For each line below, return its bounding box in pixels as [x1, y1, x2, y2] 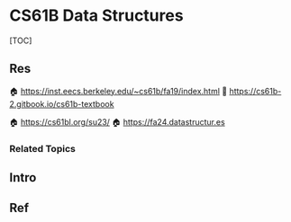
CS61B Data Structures [9, 5, 184, 26]
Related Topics [9, 142, 77, 155]
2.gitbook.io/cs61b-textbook [9, 98, 114, 109]
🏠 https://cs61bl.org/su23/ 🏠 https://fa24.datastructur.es [9, 116, 225, 127]
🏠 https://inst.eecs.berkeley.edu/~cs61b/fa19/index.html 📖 [9, 85, 228, 96]
